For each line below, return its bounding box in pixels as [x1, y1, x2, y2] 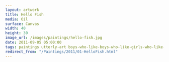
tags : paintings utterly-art [5, 44, 66, 49]
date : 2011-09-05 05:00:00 [5, 40, 62, 45]
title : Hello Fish [5, 12, 44, 17]
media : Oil [5, 16, 28, 21]
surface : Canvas [5, 21, 39, 26]
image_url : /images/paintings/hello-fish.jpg [5, 35, 102, 40]
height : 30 [5, 30, 28, 35]
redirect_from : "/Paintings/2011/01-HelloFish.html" [5, 49, 118, 54]
